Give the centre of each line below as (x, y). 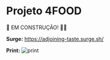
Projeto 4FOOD (44, 11)
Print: (13, 50)
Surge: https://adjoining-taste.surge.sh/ (55, 39)
